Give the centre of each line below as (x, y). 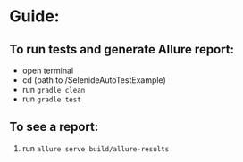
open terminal (48, 70)
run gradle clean (54, 89)
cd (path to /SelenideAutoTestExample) (94, 80)
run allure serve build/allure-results (96, 148)
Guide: (34, 16)
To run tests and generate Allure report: (122, 49)
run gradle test (52, 99)
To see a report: (54, 127)
